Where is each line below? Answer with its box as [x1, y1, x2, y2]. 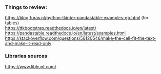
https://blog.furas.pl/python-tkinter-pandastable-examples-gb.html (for [5, 15, 149, 21]
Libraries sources [5, 53, 48, 59]
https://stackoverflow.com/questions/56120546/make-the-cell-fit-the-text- [5, 35, 156, 41]
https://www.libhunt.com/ [5, 63, 57, 69]
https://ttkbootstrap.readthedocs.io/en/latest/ [5, 25, 97, 31]
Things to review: [5, 4, 47, 11]
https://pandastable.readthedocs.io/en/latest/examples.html [5, 30, 126, 36]
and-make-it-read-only [5, 41, 52, 46]
